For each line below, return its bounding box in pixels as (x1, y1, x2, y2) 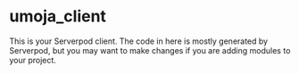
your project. (9, 54, 56, 65)
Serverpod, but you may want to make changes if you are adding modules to (9, 45, 291, 55)
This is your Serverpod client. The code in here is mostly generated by (9, 36, 269, 46)
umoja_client (9, 6, 107, 27)
